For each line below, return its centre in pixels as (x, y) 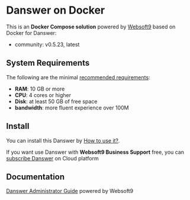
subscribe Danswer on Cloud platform (52, 158)
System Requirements (48, 63)
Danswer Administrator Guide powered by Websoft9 (70, 191)
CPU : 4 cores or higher (43, 95)
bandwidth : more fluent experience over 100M (72, 108)
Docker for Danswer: (31, 33)
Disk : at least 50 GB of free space (56, 101)
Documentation (36, 177)
